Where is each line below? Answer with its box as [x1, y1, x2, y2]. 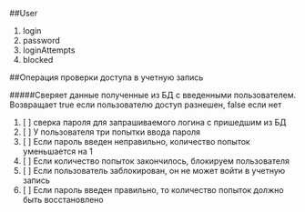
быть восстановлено [22, 195, 104, 205]
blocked [22, 55, 54, 65]
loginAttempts [22, 45, 76, 56]
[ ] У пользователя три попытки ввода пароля [22, 126, 201, 137]
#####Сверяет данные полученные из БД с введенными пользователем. [9, 90, 297, 100]
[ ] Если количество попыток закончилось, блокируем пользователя [22, 156, 290, 167]
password [22, 35, 61, 45]
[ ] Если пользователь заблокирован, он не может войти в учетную [22, 166, 286, 176]
